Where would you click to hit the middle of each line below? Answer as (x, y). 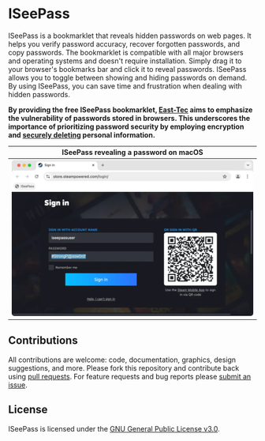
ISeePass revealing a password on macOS (132, 153)
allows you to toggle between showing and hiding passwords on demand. (128, 77)
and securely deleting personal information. (82, 134)
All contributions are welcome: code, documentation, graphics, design (122, 360)
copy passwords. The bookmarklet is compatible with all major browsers (126, 52)
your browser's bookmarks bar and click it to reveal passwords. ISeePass (127, 69)
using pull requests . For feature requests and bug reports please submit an (130, 376)
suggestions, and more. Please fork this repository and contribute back (124, 367)
